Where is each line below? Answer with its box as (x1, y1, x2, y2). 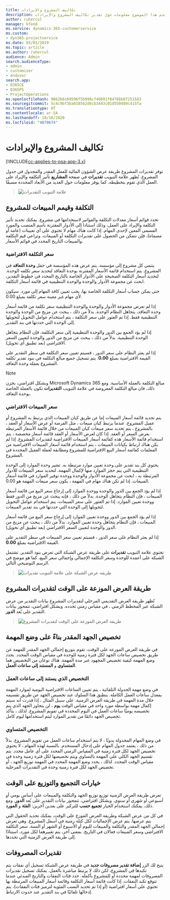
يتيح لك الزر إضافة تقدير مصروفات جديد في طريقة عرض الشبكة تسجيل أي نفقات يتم (6, 862, 163, 868)
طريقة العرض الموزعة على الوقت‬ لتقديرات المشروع (6, 584, 151, 593)
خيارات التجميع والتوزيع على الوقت (6, 778, 101, 787)
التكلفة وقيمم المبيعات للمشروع (6, 203, 94, 212)
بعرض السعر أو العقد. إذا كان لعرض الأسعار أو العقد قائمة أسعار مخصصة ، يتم (6, 430, 150, 436)
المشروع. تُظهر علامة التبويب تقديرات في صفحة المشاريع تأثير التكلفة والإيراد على (6, 174, 158, 180)
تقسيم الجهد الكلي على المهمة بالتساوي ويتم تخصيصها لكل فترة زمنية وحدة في (6, 753, 153, 759)
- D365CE (6, 82, 24, 87)
